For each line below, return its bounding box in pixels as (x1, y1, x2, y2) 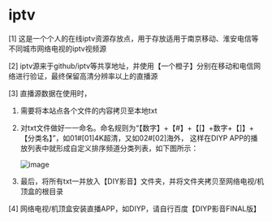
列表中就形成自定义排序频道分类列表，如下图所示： (27, 143, 199, 153)
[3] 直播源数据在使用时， (8, 88, 92, 98)
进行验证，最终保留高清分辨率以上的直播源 (15, 71, 158, 80)
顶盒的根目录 (19, 186, 63, 196)
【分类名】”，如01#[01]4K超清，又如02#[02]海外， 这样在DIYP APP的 (19, 132, 252, 143)
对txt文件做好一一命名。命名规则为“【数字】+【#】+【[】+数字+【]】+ (19, 123, 254, 132)
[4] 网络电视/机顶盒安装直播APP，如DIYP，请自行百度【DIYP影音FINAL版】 (8, 203, 261, 213)
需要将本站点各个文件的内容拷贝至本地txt (19, 106, 158, 115)
